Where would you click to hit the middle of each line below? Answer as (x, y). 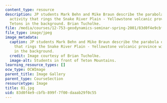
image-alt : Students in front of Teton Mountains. (63, 60)
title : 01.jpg (20, 88)
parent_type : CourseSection (34, 79)
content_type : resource (30, 10)
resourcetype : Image (27, 83)
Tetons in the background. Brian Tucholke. (55, 24)
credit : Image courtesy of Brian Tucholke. (55, 56)
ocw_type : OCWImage (25, 70)
